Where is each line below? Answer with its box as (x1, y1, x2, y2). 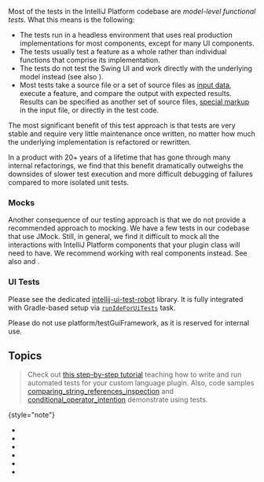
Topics (8, 349, 42, 362)
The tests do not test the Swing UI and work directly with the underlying (19, 64, 253, 73)
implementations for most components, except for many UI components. (19, 39, 255, 48)
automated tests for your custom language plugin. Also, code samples (27, 378, 255, 388)
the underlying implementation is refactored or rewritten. (8, 138, 192, 146)
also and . (8, 257, 40, 267)
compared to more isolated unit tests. (8, 178, 130, 187)
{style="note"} (8, 410, 56, 420)
